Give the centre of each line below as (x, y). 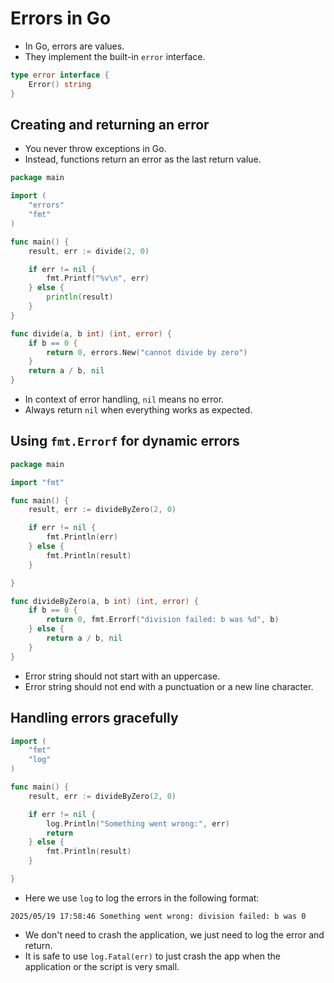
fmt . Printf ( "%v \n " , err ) (98, 278)
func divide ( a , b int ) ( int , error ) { (91, 333)
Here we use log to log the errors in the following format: (142, 898)
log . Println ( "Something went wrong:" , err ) (138, 823)
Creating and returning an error (110, 124)
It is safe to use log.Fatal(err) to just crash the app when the (152, 956)
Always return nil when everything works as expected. (138, 410)
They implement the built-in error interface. (115, 56)
